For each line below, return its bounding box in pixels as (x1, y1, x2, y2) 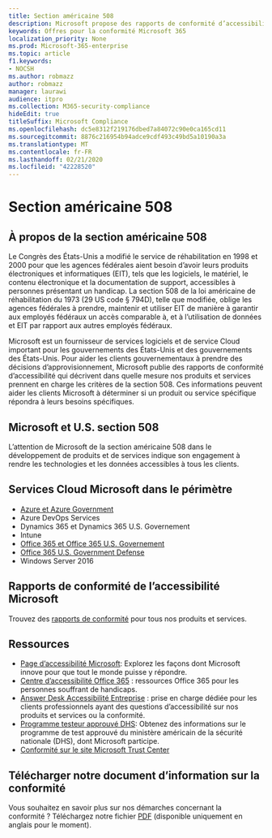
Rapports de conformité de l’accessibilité (8, 580, 220, 594)
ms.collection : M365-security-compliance (8, 102, 151, 110)
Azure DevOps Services (19, 512, 100, 522)
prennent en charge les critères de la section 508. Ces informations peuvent (8, 379, 263, 390)
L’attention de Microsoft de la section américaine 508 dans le (8, 442, 212, 451)
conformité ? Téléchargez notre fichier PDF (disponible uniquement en (8, 811, 243, 821)
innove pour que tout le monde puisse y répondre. (19, 667, 188, 677)
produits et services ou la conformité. (19, 711, 146, 720)
